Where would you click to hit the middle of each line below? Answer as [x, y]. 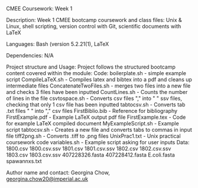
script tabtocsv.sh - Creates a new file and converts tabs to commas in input [99, 130]
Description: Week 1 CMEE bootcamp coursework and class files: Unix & [94, 20]
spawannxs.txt [24, 161]
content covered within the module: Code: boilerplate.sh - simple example [96, 73]
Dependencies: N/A [30, 55]
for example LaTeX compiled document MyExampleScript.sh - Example [92, 123]
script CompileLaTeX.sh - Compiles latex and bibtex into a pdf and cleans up [99, 80]
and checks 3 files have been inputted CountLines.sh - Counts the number [97, 92]
